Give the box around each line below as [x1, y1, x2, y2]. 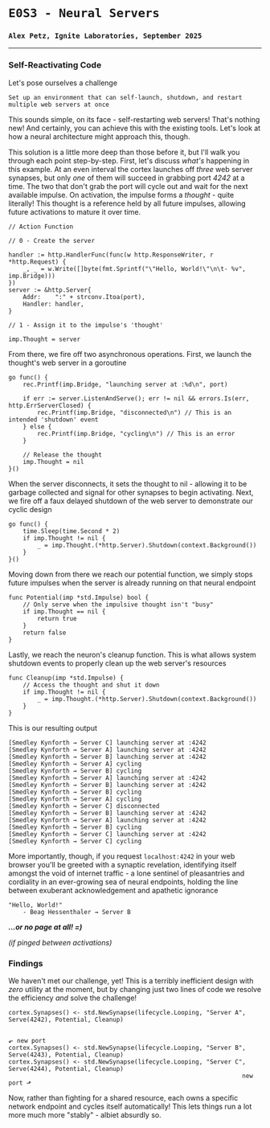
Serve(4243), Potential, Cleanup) [8, 1051, 125, 1059]
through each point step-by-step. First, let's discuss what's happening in [8, 155, 250, 166]
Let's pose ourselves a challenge [8, 78, 118, 88]
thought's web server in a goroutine [8, 358, 127, 367]
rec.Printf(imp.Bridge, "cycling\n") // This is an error [37, 429, 235, 437]
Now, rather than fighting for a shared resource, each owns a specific [8, 1093, 239, 1103]
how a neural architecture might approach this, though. [8, 131, 190, 142]
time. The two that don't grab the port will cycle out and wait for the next [8, 181, 248, 191]
